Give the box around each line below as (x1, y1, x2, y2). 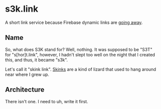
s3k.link (5, 3, 39, 15)
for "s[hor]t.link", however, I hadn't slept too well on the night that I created (5, 52, 155, 57)
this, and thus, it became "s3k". (5, 57, 68, 63)
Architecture (5, 86, 45, 94)
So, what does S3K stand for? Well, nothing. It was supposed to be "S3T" (5, 46, 153, 52)
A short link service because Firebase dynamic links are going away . (5, 19, 143, 25)
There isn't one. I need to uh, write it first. (5, 98, 88, 104)
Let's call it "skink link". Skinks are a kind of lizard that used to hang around (5, 66, 156, 72)
